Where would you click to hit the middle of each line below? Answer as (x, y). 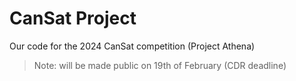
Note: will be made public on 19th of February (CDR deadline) (160, 65)
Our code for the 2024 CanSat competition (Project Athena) (132, 46)
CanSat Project (73, 18)
